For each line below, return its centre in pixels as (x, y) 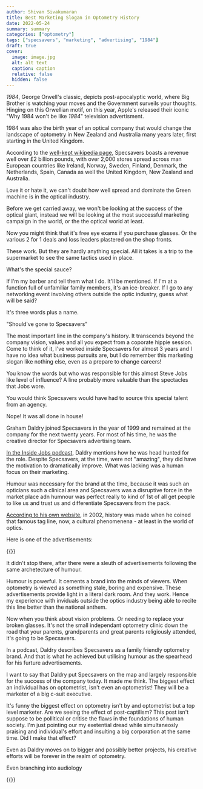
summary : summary (28, 29)
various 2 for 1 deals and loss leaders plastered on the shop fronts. (89, 240)
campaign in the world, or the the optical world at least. (75, 222)
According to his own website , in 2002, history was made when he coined (98, 515)
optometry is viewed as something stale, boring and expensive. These (94, 588)
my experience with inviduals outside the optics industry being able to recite (101, 601)
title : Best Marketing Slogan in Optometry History (73, 18)
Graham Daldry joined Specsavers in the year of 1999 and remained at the (98, 428)
